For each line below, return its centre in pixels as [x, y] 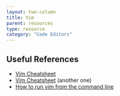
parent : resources [30, 23]
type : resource [26, 29]
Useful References [43, 59]
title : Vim [20, 18]
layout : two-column [31, 12]
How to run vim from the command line [65, 86]
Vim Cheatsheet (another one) [53, 80]
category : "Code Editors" [39, 35]
